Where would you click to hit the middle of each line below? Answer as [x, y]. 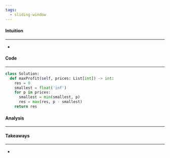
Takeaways [17, 136]
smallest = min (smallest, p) [49, 97]
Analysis [15, 118]
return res [26, 107]
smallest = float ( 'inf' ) [40, 88]
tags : [11, 10]
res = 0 [22, 83]
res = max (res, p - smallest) [50, 102]
